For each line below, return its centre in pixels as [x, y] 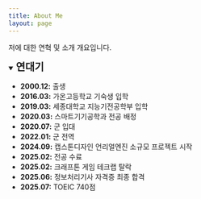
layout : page [30, 23]
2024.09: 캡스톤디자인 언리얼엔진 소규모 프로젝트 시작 [106, 147]
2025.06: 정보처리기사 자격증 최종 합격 [82, 176]
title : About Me [36, 16]
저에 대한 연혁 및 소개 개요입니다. [60, 47]
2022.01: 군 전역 [47, 136]
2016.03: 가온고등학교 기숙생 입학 [74, 96]
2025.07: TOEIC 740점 [58, 187]
